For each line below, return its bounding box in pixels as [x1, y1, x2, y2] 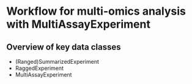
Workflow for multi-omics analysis [6, 4, 186, 18]
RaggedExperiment [15, 64, 64, 72]
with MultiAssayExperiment [6, 17, 151, 31]
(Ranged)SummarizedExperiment [15, 58, 99, 65]
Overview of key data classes [6, 42, 121, 52]
